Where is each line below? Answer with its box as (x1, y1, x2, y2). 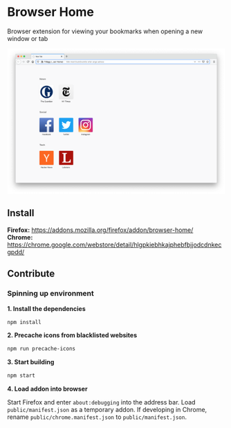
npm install (7, 319, 41, 326)
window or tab (7, 34, 48, 42)
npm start (7, 372, 36, 380)
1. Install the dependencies (7, 304, 86, 312)
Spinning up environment (7, 289, 95, 298)
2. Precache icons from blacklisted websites (7, 331, 138, 339)
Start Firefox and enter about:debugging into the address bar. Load (7, 398, 196, 407)
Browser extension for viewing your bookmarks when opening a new (7, 27, 203, 35)
